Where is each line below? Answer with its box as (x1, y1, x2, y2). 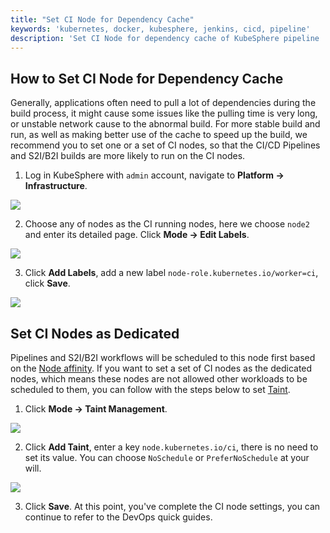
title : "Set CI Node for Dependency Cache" (10, 14, 195, 25)
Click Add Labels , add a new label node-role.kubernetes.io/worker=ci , (24, 267, 319, 279)
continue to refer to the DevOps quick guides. (24, 511, 213, 523)
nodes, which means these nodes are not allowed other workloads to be (10, 373, 308, 385)
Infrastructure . (24, 180, 88, 192)
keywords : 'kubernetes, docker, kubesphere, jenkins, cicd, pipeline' (10, 24, 311, 34)
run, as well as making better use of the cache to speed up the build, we (10, 129, 308, 141)
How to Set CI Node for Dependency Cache (10, 70, 284, 87)
